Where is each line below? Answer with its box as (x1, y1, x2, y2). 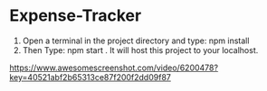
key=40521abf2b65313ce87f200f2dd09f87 (9, 71, 172, 82)
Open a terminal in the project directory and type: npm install (22, 35, 250, 46)
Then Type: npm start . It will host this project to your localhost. (22, 44, 259, 55)
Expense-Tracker (9, 5, 142, 26)
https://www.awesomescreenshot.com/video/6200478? (9, 62, 219, 73)
